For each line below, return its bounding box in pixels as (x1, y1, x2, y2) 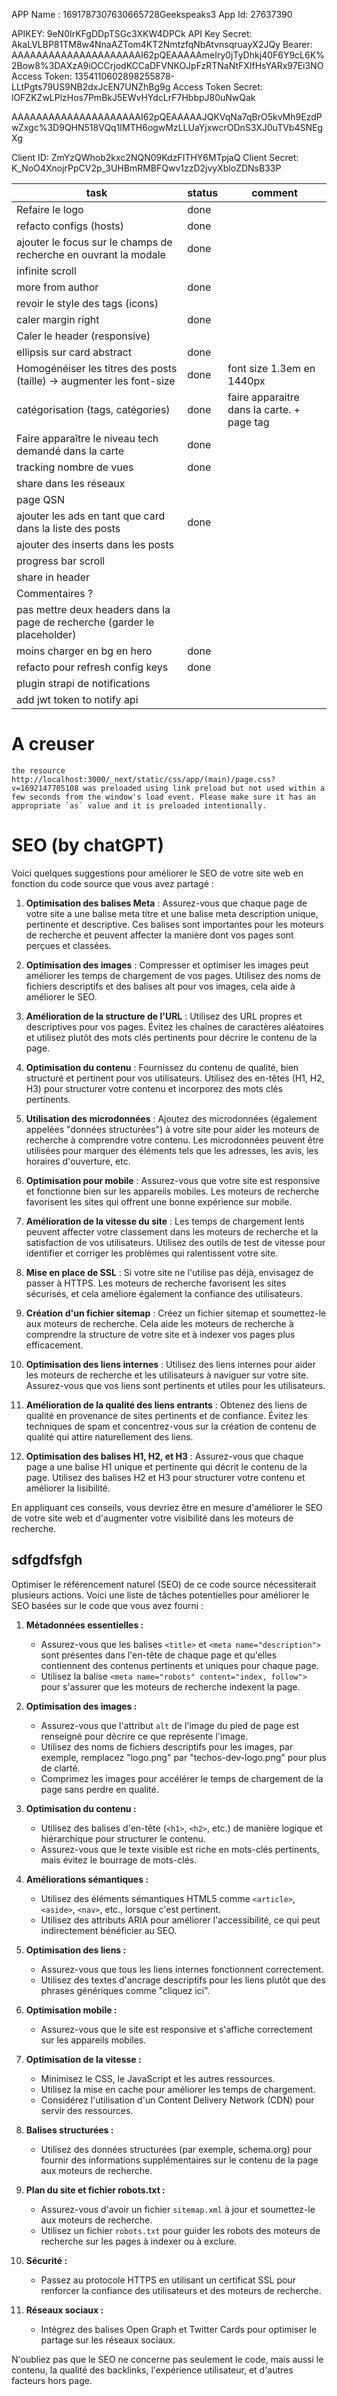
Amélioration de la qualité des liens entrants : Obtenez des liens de (25, 1399, 308, 1411)
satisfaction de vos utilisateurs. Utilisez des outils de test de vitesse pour (25, 1236, 326, 1248)
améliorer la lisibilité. (25, 1482, 111, 1494)
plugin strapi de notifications (16, 677, 151, 690)
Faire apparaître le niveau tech (16, 432, 159, 445)
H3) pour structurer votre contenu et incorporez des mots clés (25, 1082, 283, 1094)
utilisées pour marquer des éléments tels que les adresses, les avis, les (25, 1144, 319, 1156)
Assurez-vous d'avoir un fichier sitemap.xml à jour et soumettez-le (40, 2203, 316, 2215)
